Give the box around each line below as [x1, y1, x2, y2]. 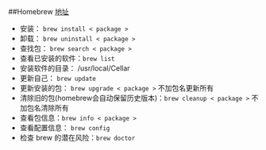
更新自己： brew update [19, 74, 97, 83]
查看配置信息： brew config [19, 123, 110, 133]
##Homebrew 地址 [8, 7, 69, 16]
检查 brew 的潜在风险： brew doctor [19, 133, 136, 142]
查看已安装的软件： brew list [19, 54, 115, 63]
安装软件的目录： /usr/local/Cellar [19, 63, 130, 73]
